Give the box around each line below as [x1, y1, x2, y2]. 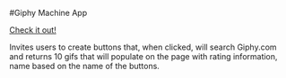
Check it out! [9, 25, 56, 35]
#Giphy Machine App [9, 8, 88, 18]
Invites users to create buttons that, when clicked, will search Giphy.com [9, 42, 277, 52]
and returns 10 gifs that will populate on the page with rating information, [9, 51, 278, 61]
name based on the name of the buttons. [9, 61, 160, 71]
